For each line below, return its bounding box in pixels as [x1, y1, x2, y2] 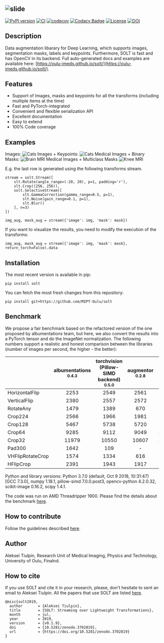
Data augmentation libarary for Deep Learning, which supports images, [5, 45, 148, 51]
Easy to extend [12, 119, 42, 125]
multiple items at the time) [12, 98, 65, 104]
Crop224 [7, 413, 28, 420]
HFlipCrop [7, 460, 31, 467]
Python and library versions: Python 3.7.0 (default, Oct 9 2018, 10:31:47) [5, 473, 149, 479]
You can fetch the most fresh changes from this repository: [5, 290, 124, 296]
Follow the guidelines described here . [5, 525, 81, 531]
